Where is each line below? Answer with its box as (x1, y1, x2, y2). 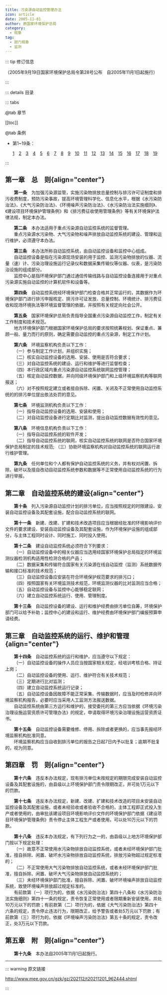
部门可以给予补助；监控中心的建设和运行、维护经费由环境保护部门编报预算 (5, 610, 158, 616)
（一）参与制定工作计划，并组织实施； (14, 348, 92, 354)
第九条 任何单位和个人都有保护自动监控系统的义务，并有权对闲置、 (14, 460, 153, 466)
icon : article (5, 12, 35, 17)
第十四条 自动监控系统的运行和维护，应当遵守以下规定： (14, 653, 132, 659)
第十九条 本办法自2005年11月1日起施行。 (14, 950, 100, 956)
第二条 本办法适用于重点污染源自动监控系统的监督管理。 (14, 225, 132, 231)
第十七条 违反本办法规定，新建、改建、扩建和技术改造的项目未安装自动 (14, 798, 162, 804)
